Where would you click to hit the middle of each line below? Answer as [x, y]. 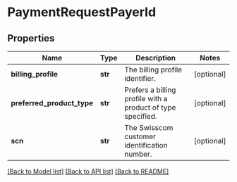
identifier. [140, 78]
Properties [31, 38]
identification [146, 145]
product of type [150, 108]
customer [140, 136]
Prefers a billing [150, 90]
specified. [141, 116]
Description [156, 58]
